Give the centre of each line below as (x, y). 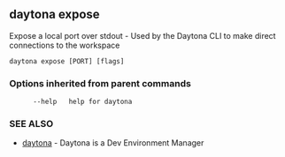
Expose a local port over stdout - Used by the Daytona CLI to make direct (142, 35)
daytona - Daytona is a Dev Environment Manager (113, 143)
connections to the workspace (65, 45)
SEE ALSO (31, 124)
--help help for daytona (82, 102)
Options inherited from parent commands (100, 83)
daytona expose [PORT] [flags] (67, 61)
